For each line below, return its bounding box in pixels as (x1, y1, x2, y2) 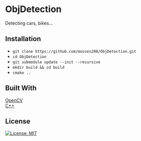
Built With (5, 84, 37, 92)
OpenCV (5, 97, 23, 103)
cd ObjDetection (12, 54, 47, 59)
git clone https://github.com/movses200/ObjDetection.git (12, 49, 136, 54)
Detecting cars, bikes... (5, 20, 53, 26)
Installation (5, 35, 41, 43)
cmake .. (12, 70, 31, 75)
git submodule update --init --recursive (12, 59, 100, 65)
